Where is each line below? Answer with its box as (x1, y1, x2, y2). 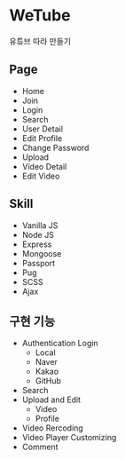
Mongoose (21, 248, 62, 258)
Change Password (21, 142, 90, 153)
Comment (21, 441, 59, 453)
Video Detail (21, 161, 67, 171)
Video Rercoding (21, 423, 84, 433)
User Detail (21, 123, 64, 134)
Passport (21, 257, 56, 268)
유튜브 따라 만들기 (9, 36, 71, 46)
